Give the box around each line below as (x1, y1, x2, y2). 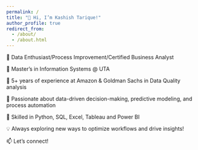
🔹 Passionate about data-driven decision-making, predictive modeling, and (6, 95, 193, 102)
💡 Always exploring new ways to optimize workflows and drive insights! (6, 125, 184, 132)
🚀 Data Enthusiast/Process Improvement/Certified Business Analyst (6, 54, 174, 60)
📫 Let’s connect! (6, 137, 49, 145)
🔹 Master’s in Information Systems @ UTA (6, 65, 110, 73)
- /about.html (11, 37, 47, 43)
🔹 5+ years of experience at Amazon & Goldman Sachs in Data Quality (6, 77, 181, 84)
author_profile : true (6, 20, 61, 26)
